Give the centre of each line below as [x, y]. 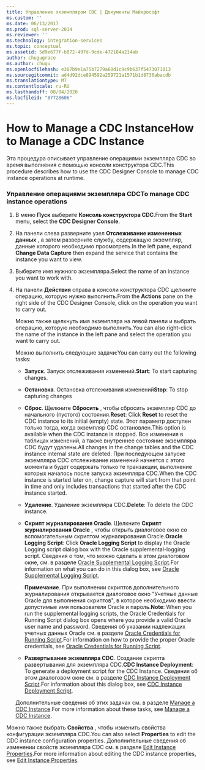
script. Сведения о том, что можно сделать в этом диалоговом [107, 556]
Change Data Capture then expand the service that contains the [96, 253]
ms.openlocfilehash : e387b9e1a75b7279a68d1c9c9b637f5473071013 [89, 69]
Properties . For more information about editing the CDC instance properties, [101, 753]
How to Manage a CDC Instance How [100, 128]
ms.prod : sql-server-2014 [39, 29]
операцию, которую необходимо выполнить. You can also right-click [104, 328]
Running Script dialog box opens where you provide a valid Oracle [108, 620]
